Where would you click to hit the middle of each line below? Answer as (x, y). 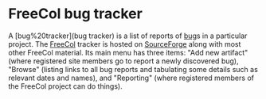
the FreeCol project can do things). (65, 86)
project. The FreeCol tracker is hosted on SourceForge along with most (125, 44)
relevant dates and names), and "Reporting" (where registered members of (131, 78)
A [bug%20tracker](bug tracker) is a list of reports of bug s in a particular (128, 36)
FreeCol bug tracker (76, 14)
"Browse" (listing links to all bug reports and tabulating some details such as (133, 69)
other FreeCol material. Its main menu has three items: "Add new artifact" (128, 52)
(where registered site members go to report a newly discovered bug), (123, 61)
